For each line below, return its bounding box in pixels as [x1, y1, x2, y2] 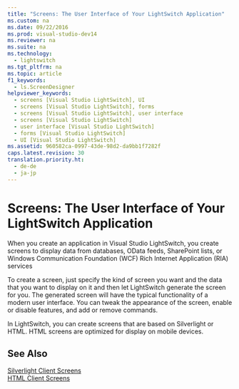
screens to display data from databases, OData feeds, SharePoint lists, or [7, 247, 223, 255]
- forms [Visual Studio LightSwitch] [14, 130, 126, 137]
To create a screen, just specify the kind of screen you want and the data [7, 275, 223, 284]
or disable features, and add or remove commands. [7, 306, 158, 314]
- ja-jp [14, 169, 37, 177]
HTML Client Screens [7, 374, 70, 383]
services [7, 261, 33, 270]
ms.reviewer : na [7, 37, 56, 44]
